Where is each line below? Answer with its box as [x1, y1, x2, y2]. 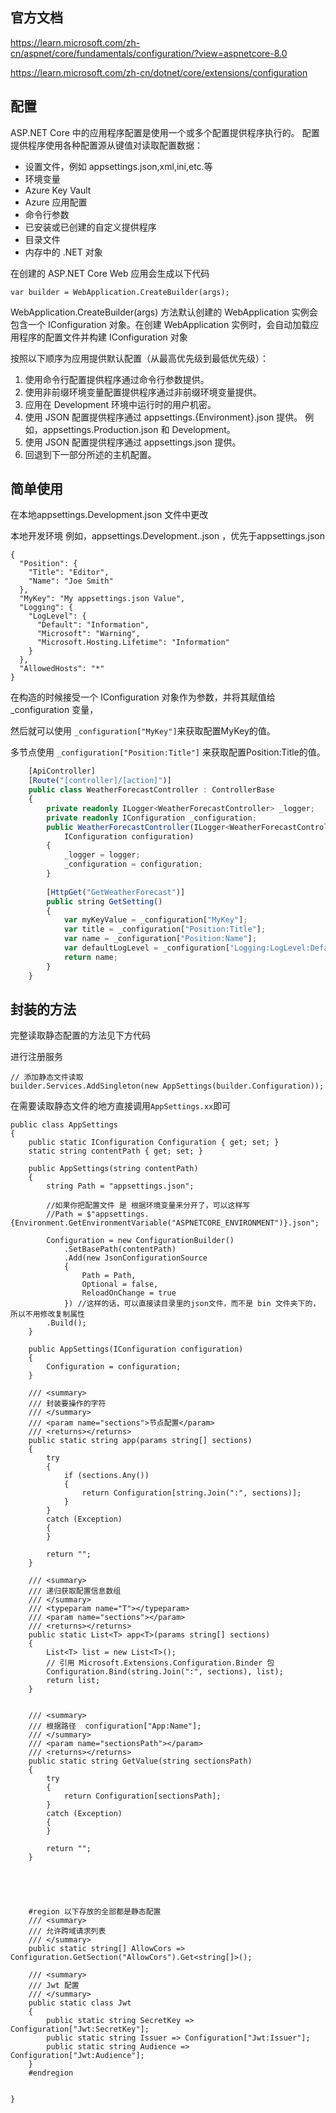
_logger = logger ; [63, 850, 141, 860]
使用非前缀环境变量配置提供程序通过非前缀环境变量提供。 [24, 386, 262, 398]
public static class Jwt [28, 1998, 132, 2008]
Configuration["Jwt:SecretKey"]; [10, 2024, 150, 2035]
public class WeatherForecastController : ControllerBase [28, 785, 275, 795]
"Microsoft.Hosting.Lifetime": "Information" [36, 638, 230, 648]
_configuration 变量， [10, 704, 99, 716]
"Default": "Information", [36, 620, 150, 630]
